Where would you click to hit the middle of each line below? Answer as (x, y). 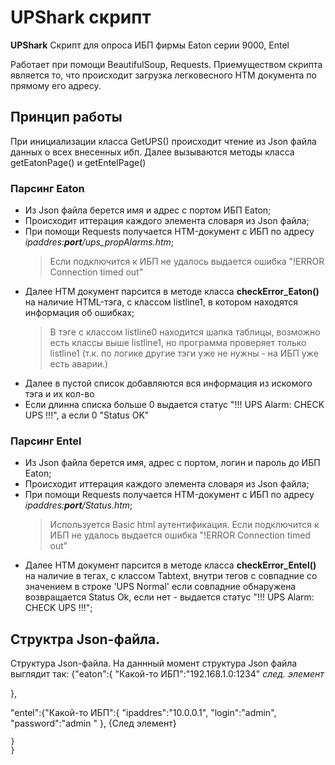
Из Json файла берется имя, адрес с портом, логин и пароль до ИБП (172, 463)
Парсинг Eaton (47, 188)
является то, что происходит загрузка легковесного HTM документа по (163, 75)
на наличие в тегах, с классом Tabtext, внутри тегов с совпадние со (171, 576)
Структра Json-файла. (85, 639)
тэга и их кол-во (59, 394)
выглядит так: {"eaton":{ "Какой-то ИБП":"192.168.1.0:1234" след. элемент (167, 674)
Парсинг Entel (46, 441)
